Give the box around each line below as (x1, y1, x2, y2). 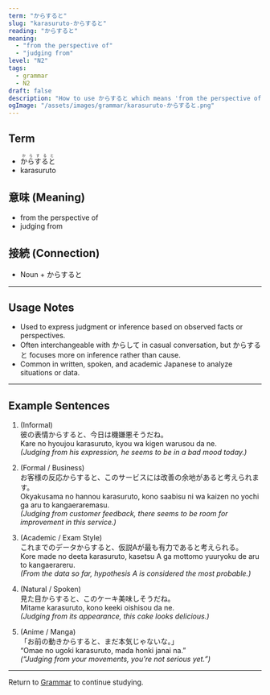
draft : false (8, 86, 52, 95)
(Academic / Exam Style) (19, 533, 103, 543)
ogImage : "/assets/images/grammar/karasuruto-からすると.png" (8, 101, 215, 110)
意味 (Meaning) (8, 191, 86, 205)
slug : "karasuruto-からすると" (8, 19, 107, 27)
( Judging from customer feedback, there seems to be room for (19, 509, 228, 519)
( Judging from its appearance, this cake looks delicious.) (19, 611, 210, 621)
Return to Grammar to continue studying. (8, 677, 144, 687)
